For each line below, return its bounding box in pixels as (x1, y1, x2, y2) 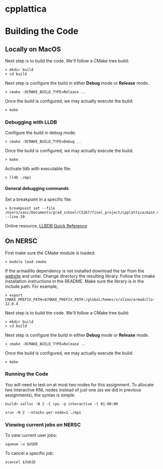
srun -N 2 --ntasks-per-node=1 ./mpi (5, 410, 81, 415)
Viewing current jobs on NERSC (5, 421, 81, 428)
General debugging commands (5, 186, 69, 191)
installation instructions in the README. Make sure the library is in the (5, 278, 144, 284)
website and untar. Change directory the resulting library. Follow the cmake (5, 273, 155, 279)
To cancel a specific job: (5, 450, 54, 456)
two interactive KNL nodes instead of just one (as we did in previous (5, 387, 142, 393)
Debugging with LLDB (5, 119, 57, 126)
